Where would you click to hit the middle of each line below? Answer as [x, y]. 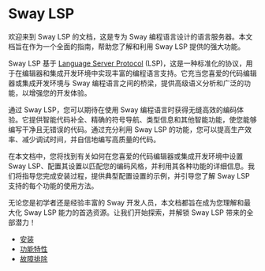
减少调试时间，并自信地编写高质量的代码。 [91, 139]
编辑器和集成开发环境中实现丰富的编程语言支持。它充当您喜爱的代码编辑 [139, 73]
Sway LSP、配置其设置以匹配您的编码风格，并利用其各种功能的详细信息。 [128, 166]
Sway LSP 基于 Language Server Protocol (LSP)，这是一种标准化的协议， [127, 63]
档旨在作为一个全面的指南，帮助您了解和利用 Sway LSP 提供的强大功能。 [127, 46]
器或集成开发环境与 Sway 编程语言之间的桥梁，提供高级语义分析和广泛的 [126, 83]
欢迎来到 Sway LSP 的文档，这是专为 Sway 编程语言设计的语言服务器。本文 [131, 36]
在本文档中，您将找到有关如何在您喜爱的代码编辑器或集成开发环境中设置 [125, 156]
